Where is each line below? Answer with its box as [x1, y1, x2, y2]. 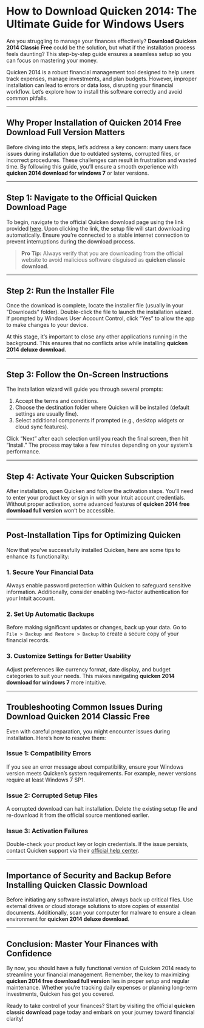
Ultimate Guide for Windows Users [6, 17, 185, 31]
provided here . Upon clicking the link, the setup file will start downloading [6, 225, 191, 232]
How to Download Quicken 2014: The [6, 4, 197, 18]
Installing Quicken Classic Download [6, 879, 148, 890]
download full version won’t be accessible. [6, 507, 115, 514]
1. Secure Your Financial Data [6, 568, 94, 576]
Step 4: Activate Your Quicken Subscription [6, 471, 174, 481]
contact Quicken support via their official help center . [6, 847, 140, 855]
